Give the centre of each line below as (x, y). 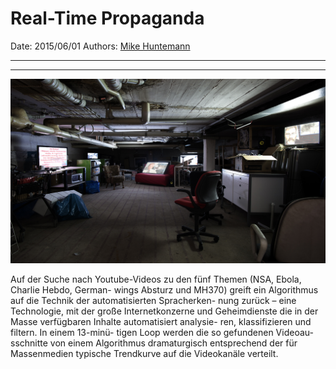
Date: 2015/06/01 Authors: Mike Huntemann (100, 46)
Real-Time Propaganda (107, 18)
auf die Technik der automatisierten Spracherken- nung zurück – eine (153, 301)
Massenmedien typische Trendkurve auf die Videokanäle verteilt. (144, 354)
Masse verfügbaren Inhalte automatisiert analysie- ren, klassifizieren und (161, 322)
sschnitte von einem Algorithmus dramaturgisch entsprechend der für (154, 343)
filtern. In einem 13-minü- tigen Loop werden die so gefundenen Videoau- (162, 333)
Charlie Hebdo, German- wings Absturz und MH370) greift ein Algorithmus (164, 290)
